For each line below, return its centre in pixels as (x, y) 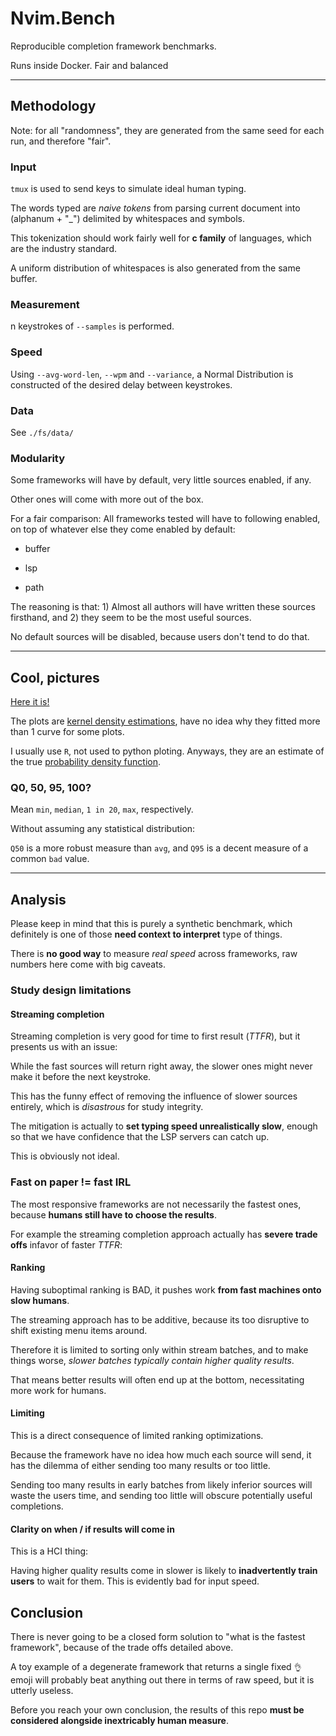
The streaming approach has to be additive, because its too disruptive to (160, 1319)
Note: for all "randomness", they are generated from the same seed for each (167, 130)
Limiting (27, 1413)
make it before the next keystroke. (81, 1077)
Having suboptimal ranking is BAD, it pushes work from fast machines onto (166, 1289)
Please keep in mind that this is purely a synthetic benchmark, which (151, 924)
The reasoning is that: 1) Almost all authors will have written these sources (163, 607)
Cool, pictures (55, 677)
